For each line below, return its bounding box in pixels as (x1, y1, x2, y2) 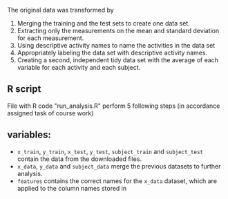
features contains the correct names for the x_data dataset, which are (17, 176, 218, 185)
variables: (7, 129, 52, 141)
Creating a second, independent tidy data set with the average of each (17, 56, 219, 64)
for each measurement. (17, 34, 84, 42)
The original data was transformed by (7, 6, 114, 14)
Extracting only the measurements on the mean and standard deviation (17, 27, 220, 35)
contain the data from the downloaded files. (17, 155, 142, 163)
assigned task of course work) (7, 108, 94, 117)
